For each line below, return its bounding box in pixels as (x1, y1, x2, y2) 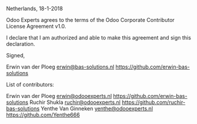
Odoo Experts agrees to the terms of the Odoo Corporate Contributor (6, 17, 175, 23)
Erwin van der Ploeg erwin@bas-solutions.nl (6, 63, 114, 70)
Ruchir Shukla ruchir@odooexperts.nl (29, 99, 121, 106)
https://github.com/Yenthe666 (6, 112, 80, 118)
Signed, (6, 52, 25, 58)
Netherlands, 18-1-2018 (6, 5, 63, 12)
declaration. (6, 41, 35, 47)
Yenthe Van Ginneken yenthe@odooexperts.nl (40, 105, 153, 112)
